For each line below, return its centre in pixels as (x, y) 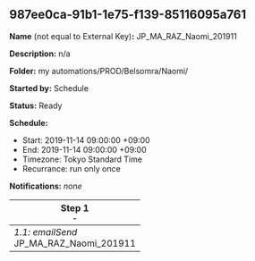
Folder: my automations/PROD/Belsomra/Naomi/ (99, 71)
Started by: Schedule (49, 88)
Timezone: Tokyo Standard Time (82, 159)
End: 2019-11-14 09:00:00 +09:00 (85, 149)
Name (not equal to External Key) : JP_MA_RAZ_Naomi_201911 (123, 36)
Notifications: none (46, 186)
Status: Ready (36, 105)
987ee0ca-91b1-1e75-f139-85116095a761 (128, 15)
